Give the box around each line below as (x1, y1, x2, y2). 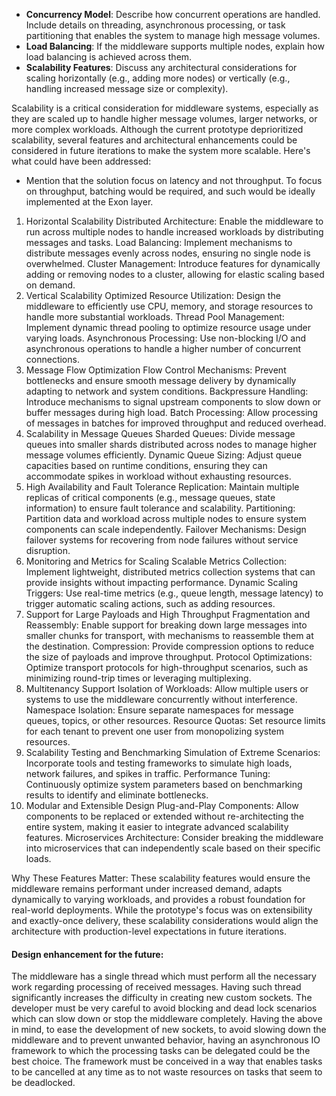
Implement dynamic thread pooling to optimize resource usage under (25, 322, 312, 333)
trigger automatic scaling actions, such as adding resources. (25, 598, 276, 609)
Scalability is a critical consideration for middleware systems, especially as (11, 102, 319, 114)
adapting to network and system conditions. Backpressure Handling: (25, 385, 309, 397)
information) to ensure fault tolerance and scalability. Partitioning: (25, 502, 296, 514)
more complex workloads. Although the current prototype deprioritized (11, 124, 304, 135)
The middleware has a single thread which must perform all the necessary (11, 970, 317, 983)
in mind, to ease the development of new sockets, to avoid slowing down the (11, 1024, 327, 1036)
